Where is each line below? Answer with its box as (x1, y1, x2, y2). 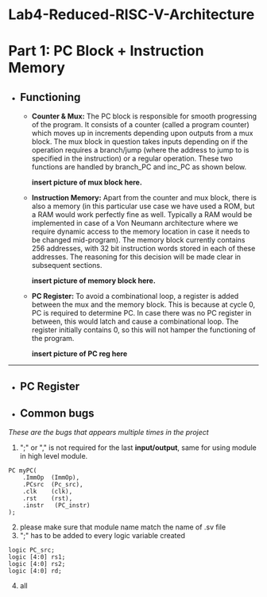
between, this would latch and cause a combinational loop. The (31, 316, 239, 327)
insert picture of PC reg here (31, 349, 128, 359)
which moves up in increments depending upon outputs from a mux (31, 129, 253, 138)
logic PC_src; (8, 546, 56, 554)
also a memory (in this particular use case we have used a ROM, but (31, 201, 255, 211)
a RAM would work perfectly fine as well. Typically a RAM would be (31, 210, 253, 219)
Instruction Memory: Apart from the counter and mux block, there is (31, 193, 257, 203)
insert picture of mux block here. (31, 177, 143, 188)
